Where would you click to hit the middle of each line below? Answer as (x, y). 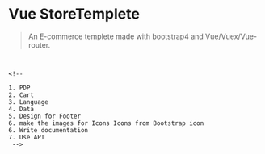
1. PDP (19, 88)
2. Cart (21, 95)
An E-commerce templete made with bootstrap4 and (116, 36)
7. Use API (27, 137)
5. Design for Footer (45, 116)
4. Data (21, 109)
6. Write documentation (48, 130)
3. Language (28, 102)
